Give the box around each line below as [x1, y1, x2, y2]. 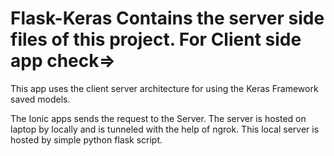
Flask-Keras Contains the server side [10, 7, 325, 30]
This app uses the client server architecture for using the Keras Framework [10, 82, 319, 94]
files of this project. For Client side [10, 28, 302, 51]
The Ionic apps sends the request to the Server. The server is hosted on [10, 112, 307, 124]
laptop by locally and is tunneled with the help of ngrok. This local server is [10, 123, 320, 135]
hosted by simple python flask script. [10, 133, 163, 146]
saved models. [10, 93, 71, 105]
